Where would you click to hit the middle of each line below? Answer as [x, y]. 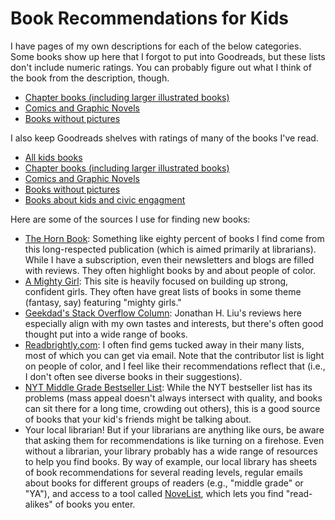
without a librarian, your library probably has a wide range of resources [171, 451]
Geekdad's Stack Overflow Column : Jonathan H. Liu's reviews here [163, 313]
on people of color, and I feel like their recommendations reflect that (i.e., [175, 366]
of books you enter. [95, 504]
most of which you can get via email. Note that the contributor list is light [174, 355]
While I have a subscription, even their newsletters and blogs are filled [169, 259]
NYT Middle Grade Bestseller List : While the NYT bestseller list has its [168, 387]
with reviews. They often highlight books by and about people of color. [170, 270]
